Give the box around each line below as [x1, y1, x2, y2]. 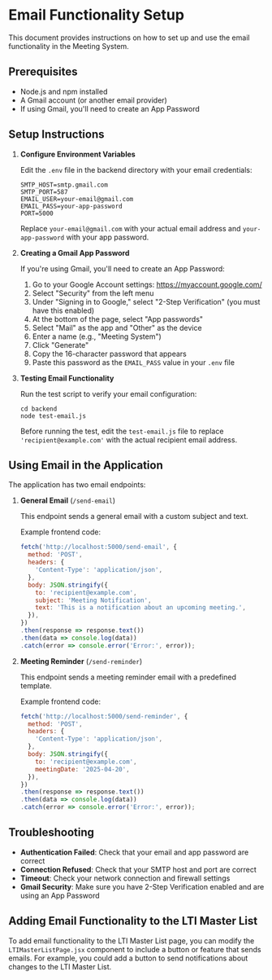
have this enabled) [32, 305, 95, 315]
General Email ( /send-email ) [19, 495, 116, 506]
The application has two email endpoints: [8, 480, 146, 490]
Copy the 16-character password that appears [32, 349, 187, 358]
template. [19, 680, 53, 690]
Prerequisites [8, 65, 78, 79]
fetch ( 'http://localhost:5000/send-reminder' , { [19, 712, 188, 720]
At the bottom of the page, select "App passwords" [32, 314, 204, 323]
